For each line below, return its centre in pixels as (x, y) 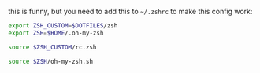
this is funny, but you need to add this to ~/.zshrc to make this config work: (130, 11)
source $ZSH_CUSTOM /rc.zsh (52, 47)
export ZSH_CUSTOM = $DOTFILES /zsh (63, 26)
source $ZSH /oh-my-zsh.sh (50, 61)
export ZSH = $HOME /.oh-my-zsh (56, 33)
